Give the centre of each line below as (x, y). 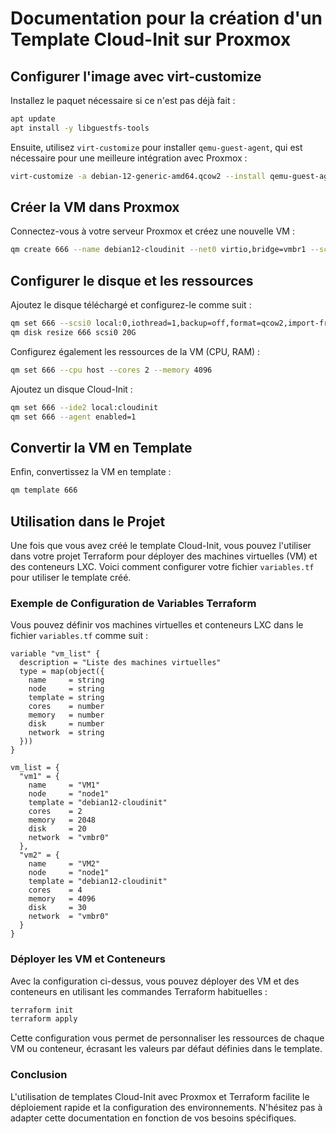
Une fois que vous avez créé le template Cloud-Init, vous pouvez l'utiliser (161, 545)
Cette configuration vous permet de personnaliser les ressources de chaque (167, 1038)
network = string (66, 733)
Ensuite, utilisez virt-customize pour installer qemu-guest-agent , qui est (156, 147)
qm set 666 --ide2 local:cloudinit (84, 407)
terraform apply (44, 1019)
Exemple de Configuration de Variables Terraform (133, 603)
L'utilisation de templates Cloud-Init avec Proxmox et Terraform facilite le (160, 1096)
